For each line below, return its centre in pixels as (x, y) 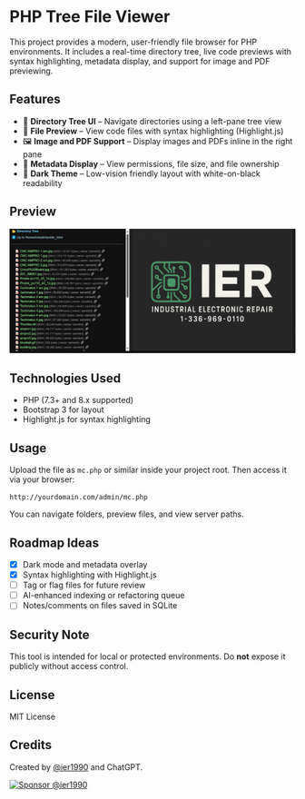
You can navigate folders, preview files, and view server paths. (127, 514)
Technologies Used (65, 378)
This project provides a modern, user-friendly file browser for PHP (133, 42)
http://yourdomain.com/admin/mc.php (79, 498)
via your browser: (42, 479)
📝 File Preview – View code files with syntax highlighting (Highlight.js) (153, 131)
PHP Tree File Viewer (90, 17)
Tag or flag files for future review (84, 585)
